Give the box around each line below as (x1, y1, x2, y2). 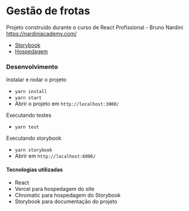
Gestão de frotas (6, 4, 91, 18)
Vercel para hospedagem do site (14, 186, 95, 193)
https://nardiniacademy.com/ (6, 30, 77, 37)
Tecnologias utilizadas (6, 166, 63, 173)
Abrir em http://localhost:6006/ (14, 152, 96, 159)
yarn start (14, 95, 42, 101)
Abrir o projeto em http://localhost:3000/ (14, 100, 120, 107)
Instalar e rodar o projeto (6, 76, 67, 84)
